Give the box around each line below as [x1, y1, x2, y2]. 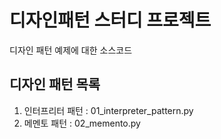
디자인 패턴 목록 [9, 76, 101, 93]
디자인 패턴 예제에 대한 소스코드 [9, 44, 133, 56]
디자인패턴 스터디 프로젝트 [9, 9, 212, 32]
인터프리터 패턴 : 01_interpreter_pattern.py [23, 104, 194, 116]
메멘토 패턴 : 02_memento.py [23, 117, 141, 129]
